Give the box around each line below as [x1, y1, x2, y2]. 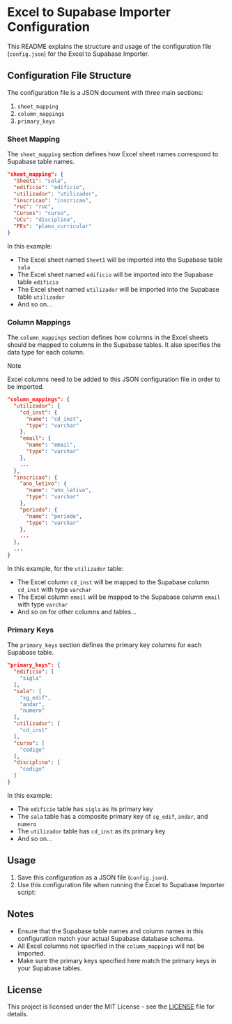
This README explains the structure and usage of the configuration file [7, 42, 212, 50]
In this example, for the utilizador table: [7, 564, 124, 572]
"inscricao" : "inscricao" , [13, 197, 92, 204]
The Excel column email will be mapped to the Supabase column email [17, 593, 221, 601]
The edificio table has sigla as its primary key [17, 804, 153, 813]
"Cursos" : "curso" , [13, 210, 70, 217]
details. [7, 1010, 29, 1018]
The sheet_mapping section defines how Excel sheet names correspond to [7, 150, 219, 158]
